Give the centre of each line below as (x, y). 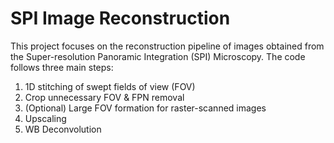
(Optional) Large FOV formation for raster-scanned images (145, 108)
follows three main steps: (62, 67)
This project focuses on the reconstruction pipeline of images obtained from (167, 46)
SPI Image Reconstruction (120, 18)
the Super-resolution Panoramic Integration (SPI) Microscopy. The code (158, 56)
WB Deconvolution (63, 129)
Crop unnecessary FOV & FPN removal (104, 97)
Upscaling (45, 118)
